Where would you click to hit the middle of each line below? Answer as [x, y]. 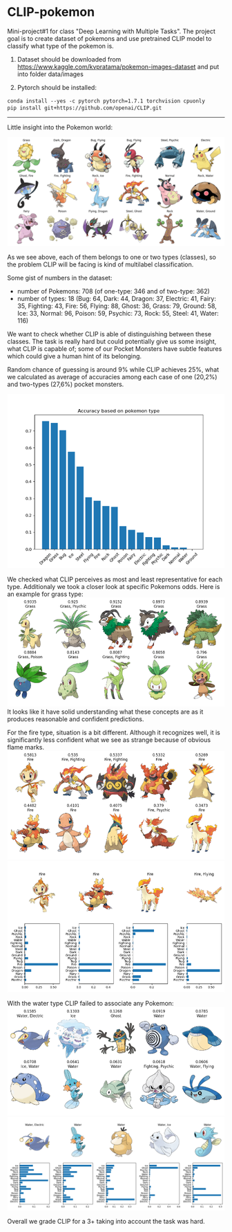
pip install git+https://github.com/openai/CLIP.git [85, 108]
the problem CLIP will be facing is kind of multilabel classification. [100, 264]
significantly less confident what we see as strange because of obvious [109, 740]
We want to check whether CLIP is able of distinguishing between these [109, 334]
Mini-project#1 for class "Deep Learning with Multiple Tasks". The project [112, 31]
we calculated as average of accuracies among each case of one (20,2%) [112, 377]
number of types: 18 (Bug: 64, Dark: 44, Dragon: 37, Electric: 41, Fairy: [116, 298]
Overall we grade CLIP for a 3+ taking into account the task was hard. [106, 1222]
